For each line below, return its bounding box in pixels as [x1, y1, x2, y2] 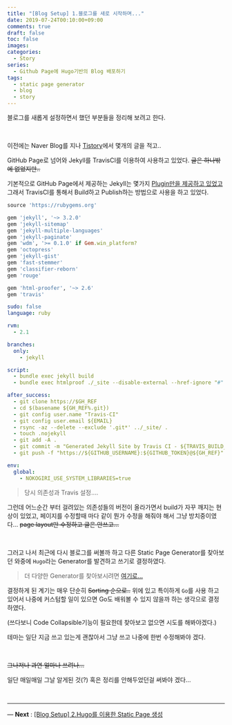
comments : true [7, 23, 51, 30]
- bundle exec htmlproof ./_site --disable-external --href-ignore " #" [13, 379, 224, 387]
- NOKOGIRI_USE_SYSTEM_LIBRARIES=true [19, 474, 131, 482]
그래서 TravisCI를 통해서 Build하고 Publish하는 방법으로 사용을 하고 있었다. [7, 188, 209, 196]
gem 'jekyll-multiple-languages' [7, 227, 104, 234]
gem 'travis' [7, 291, 45, 298]
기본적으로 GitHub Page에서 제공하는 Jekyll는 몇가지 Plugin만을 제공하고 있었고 [7, 180, 223, 187]
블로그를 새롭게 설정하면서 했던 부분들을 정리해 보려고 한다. [7, 113, 166, 122]
